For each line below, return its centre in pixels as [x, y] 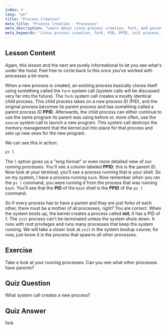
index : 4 [14, 10]
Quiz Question [28, 283]
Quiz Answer [26, 311]
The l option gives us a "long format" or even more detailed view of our [79, 161]
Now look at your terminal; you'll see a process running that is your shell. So [83, 172]
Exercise [19, 250]
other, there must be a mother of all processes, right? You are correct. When [83, 208]
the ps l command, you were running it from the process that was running [81, 182]
